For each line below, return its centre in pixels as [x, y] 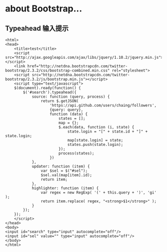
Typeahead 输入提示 [37, 28]
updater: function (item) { [61, 166]
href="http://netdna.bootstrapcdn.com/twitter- [77, 66]
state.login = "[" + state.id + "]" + [108, 131]
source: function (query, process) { [71, 97]
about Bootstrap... [44, 9]
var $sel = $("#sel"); [64, 171]
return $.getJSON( [60, 101]
